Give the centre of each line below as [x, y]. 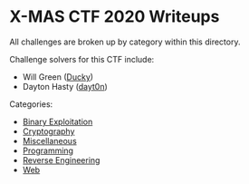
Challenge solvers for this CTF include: [82, 59]
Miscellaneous [49, 140]
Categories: [31, 104]
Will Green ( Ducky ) [57, 77]
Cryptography [48, 131]
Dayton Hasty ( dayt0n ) [65, 86]
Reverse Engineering [61, 160]
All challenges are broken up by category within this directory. [125, 42]
